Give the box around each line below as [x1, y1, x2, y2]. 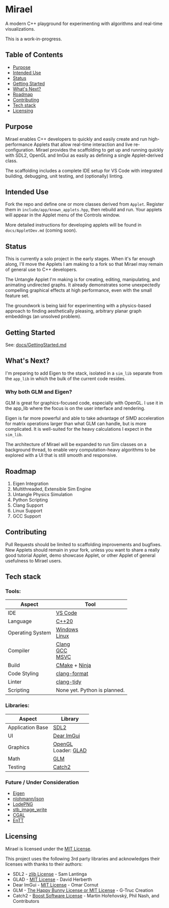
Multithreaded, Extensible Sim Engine [12, 486, 92, 492]
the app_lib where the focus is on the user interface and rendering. [5, 405, 146, 411]
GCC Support [12, 513, 41, 519]
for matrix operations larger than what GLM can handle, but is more [5, 421, 147, 427]
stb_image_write [12, 806, 47, 813]
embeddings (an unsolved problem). [5, 313, 81, 320]
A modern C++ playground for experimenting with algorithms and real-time [5, 20, 163, 27]
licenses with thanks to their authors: [5, 861, 83, 867]
